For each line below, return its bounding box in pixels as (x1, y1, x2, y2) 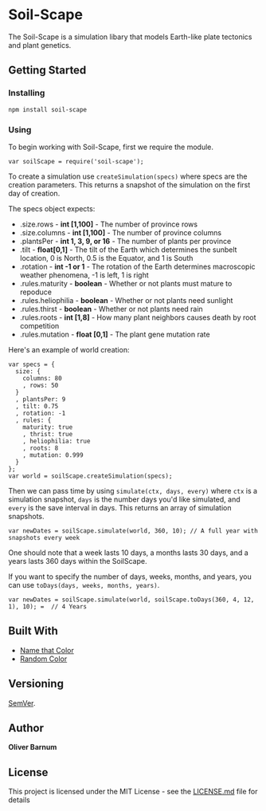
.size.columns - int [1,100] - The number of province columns (19, 227, 221, 237)
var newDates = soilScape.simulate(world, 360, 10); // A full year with (8, 526, 259, 535)
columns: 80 (22, 374, 62, 382)
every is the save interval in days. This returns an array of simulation (8, 502, 233, 512)
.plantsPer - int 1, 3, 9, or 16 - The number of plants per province (19, 236, 232, 246)
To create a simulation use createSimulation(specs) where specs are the (8, 171, 248, 181)
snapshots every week (8, 533, 80, 541)
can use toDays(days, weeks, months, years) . (8, 580, 160, 589)
